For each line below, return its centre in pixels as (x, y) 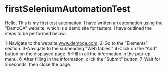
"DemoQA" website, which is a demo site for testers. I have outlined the (79, 28)
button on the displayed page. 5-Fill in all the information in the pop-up (78, 54)
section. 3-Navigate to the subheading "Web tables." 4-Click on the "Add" (81, 48)
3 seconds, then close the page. (38, 64)
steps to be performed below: (36, 33)
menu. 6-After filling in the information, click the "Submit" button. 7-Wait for (83, 59)
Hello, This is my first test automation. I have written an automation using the (84, 23)
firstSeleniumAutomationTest (68, 9)
